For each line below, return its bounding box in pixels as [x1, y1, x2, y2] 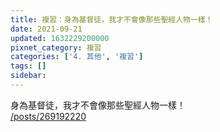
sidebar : [10, 71, 47, 81]
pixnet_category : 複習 [10, 42, 102, 53]
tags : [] [10, 61, 47, 71]
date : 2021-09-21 [10, 24, 83, 34]
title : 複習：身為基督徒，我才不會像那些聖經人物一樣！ [10, 14, 213, 25]
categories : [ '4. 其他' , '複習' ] [10, 52, 144, 62]
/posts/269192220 [10, 110, 87, 122]
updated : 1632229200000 [10, 33, 110, 43]
